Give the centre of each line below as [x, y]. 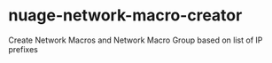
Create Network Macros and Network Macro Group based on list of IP [136, 40]
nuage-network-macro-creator [125, 16]
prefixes [23, 49]
